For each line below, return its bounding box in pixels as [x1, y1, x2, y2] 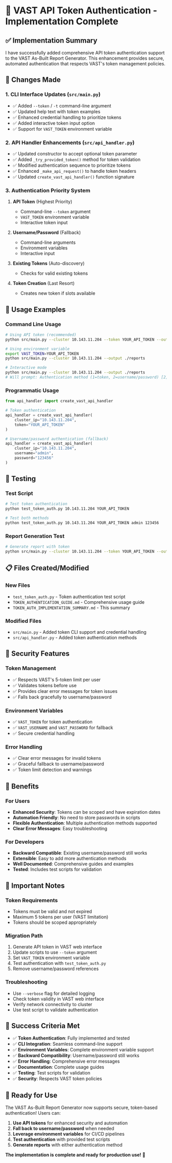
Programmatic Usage [5, 387, 59, 394]
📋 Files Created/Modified [5, 564, 90, 572]
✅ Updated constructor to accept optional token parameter [12, 150, 137, 156]
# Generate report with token [5, 544, 70, 549]
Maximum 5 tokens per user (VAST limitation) [12, 914, 109, 920]
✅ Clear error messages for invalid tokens [12, 755, 101, 761]
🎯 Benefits [5, 782, 39, 791]
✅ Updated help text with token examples [12, 108, 101, 115]
